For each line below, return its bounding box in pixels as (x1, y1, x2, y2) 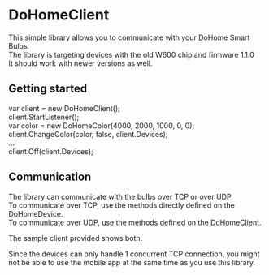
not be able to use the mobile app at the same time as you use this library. (8, 257, 256, 267)
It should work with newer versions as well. (8, 58, 153, 68)
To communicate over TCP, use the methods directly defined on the (8, 200, 236, 210)
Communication (8, 170, 92, 184)
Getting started (8, 82, 88, 96)
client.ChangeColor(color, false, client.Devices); (8, 129, 168, 139)
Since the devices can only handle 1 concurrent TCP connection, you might (8, 249, 260, 259)
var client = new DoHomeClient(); (8, 103, 120, 113)
